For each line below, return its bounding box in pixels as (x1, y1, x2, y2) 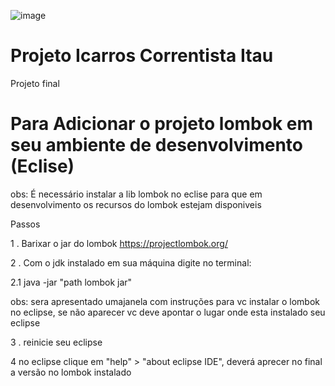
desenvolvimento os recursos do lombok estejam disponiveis (10, 198, 262, 210)
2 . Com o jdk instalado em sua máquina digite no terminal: (10, 256, 252, 269)
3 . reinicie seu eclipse (10, 336, 103, 348)
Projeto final (10, 77, 60, 89)
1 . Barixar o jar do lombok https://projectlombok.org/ (10, 237, 228, 249)
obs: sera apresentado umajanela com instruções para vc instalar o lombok (10, 295, 320, 307)
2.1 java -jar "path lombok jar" (10, 276, 133, 288)
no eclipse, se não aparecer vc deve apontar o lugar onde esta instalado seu (10, 306, 326, 318)
